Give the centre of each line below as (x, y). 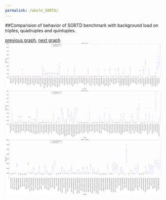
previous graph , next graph (33, 40)
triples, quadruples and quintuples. (41, 30)
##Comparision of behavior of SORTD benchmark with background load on (82, 25)
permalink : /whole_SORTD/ (32, 10)
